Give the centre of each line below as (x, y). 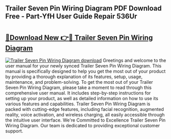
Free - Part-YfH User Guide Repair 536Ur (71, 17)
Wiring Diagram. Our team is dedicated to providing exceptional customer (83, 125)
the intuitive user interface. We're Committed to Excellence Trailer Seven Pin (86, 120)
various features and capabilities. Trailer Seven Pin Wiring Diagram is (78, 104)
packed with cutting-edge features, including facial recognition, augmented (85, 109)
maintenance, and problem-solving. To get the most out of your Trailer (79, 82)
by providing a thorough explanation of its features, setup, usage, (74, 77)
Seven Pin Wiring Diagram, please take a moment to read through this (79, 87)
